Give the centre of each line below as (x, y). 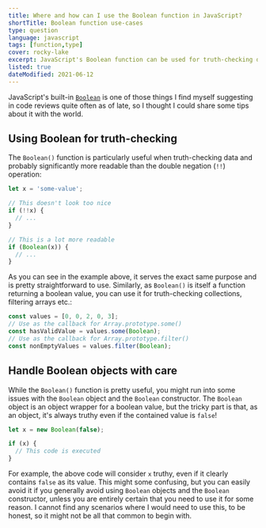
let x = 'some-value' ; (46, 189)
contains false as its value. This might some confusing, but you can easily (129, 482)
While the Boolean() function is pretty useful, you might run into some (122, 389)
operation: (25, 174)
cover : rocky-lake (38, 52)
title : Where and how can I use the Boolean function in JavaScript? (125, 15)
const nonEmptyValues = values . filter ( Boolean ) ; (90, 346)
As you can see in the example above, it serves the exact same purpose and (133, 277)
